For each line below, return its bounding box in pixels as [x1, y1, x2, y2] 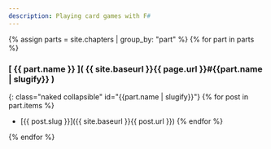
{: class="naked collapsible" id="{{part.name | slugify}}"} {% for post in [8, 91, 249, 102]
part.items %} [8, 100, 55, 110]
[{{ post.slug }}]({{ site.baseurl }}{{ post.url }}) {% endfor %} [20, 116, 224, 126]
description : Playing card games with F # [8, 11, 151, 20]
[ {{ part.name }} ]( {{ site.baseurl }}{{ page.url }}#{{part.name [8, 63, 263, 74]
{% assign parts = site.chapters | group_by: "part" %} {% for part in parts [8, 34, 255, 44]
